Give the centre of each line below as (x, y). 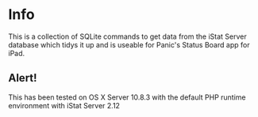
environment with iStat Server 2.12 (64, 105)
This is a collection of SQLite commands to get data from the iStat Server (128, 36)
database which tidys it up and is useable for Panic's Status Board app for (129, 44)
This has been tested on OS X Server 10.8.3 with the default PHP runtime (127, 97)
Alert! (23, 78)
